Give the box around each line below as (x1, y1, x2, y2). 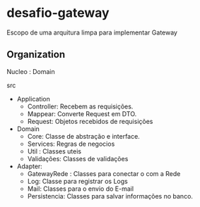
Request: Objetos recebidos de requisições (27, 117, 153, 125)
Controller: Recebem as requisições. (27, 102, 134, 111)
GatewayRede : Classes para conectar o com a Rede (27, 169, 181, 177)
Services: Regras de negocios (27, 139, 115, 148)
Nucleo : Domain (6, 67, 55, 75)
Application (16, 94, 51, 103)
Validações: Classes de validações (27, 154, 129, 163)
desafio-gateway (6, 5, 110, 21)
